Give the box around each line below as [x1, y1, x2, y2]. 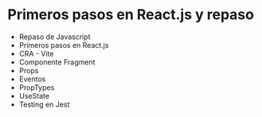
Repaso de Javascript [18, 32, 91, 41]
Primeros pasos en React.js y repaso [7, 6, 254, 24]
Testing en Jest [18, 99, 70, 109]
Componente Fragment [18, 57, 96, 67]
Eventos [18, 74, 46, 84]
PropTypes [18, 82, 55, 92]
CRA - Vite [18, 49, 54, 58]
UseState [18, 91, 49, 100]
